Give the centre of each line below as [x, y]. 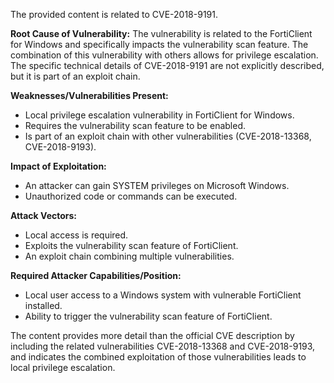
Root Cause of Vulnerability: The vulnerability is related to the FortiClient [161, 33]
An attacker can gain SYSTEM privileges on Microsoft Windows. [157, 185]
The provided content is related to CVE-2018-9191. [114, 14]
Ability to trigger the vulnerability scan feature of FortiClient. [148, 316]
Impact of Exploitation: [58, 166]
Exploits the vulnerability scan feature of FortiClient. [131, 245]
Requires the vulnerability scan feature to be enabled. [135, 125]
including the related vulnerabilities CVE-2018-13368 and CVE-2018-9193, [163, 346]
